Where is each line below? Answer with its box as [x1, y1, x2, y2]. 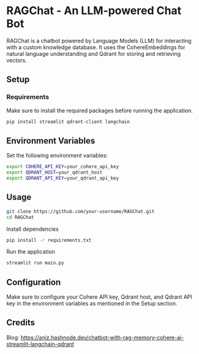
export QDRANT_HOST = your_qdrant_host [6, 169, 103, 175]
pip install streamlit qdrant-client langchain [6, 118, 130, 125]
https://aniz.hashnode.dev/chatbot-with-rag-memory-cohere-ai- [20, 334, 184, 341]
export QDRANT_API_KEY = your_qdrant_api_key [6, 175, 119, 182]
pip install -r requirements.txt [6, 237, 92, 243]
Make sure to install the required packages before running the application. [6, 107, 193, 114]
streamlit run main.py [6, 260, 64, 266]
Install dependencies [6, 225, 59, 233]
